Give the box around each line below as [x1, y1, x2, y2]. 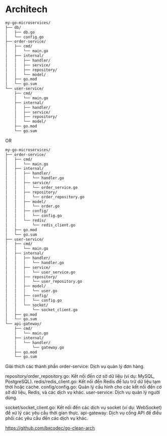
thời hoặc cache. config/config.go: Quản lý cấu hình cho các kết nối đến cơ [5, 384, 162, 390]
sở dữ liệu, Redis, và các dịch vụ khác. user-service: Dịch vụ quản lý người [5, 389, 160, 396]
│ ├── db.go [5, 29, 35, 35]
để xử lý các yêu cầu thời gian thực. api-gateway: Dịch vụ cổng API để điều [5, 410, 162, 416]
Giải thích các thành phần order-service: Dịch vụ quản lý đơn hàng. [5, 363, 145, 370]
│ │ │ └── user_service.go [5, 270, 76, 275]
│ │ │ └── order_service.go [5, 185, 78, 190]
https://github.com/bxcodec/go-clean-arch [5, 425, 95, 431]
